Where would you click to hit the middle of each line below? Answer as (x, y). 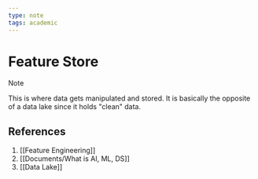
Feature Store (53, 62)
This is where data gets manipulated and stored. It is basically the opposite (129, 98)
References (37, 132)
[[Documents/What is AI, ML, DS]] (74, 159)
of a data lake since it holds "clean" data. (75, 107)
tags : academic (33, 23)
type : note (26, 15)
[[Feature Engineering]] (57, 151)
